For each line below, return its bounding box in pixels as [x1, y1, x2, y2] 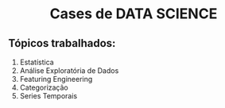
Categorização [19, 83, 69, 92]
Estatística [19, 57, 54, 67]
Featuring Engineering [19, 75, 93, 83]
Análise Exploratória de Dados [19, 66, 119, 75]
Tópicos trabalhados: [8, 37, 116, 50]
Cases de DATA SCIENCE [49, 5, 218, 23]
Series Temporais [19, 91, 78, 100]
